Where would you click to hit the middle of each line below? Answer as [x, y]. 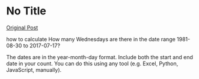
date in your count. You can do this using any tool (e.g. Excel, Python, [92, 63]
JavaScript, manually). [34, 69]
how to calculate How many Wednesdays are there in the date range [91, 39]
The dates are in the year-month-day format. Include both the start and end [100, 57]
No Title [26, 11]
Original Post [22, 28]
